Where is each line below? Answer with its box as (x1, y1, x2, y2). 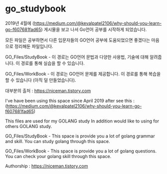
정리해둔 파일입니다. (14, 43, 53, 49)
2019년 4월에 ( (5, 20, 34, 26)
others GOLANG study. (5, 123, 52, 129)
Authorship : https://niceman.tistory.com (5, 163, 88, 169)
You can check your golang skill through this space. (5, 153, 112, 159)
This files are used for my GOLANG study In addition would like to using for (5, 118, 160, 124)
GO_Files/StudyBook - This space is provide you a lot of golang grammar (5, 133, 156, 139)
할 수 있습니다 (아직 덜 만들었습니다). (5, 77, 76, 83)
